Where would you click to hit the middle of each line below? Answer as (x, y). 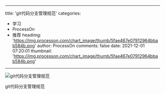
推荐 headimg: (27, 35)
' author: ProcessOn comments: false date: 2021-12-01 (90, 46)
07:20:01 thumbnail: (32, 51)
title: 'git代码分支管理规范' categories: (43, 13)
